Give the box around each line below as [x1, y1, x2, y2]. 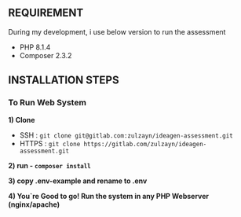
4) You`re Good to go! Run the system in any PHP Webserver [8, 191, 210, 200]
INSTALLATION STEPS [8, 74, 119, 87]
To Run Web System [8, 97, 86, 108]
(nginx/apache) [8, 200, 60, 209]
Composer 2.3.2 [19, 50, 72, 60]
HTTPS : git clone [19, 138, 81, 148]
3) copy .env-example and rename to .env [8, 176, 148, 186]
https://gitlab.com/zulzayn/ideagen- [83, 140, 207, 148]
